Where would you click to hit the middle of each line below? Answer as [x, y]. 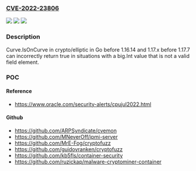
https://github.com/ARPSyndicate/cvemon [66, 131]
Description [23, 37]
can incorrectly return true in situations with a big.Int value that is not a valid [98, 56]
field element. [23, 62]
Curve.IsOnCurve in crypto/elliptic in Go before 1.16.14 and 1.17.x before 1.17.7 [98, 49]
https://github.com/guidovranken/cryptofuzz [69, 149]
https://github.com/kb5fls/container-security [69, 155]
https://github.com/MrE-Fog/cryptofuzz [63, 143]
